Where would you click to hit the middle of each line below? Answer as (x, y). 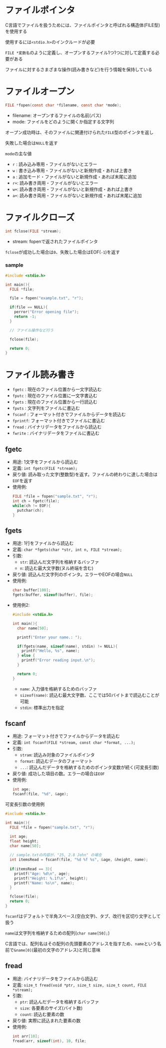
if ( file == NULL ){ (29, 307)
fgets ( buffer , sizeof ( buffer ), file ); (53, 595)
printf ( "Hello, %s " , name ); (51, 651)
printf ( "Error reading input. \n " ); (59, 660)
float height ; (24, 841)
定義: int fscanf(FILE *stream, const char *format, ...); (74, 742)
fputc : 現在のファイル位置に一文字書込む (55, 396)
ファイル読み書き (40, 374)
